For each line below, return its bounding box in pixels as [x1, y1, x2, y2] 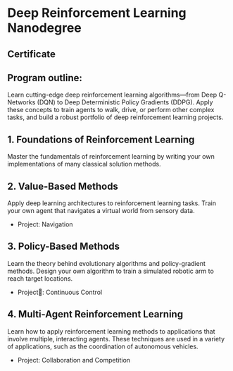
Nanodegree [7, 20, 82, 36]
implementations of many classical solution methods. [7, 160, 161, 169]
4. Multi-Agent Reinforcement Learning [7, 308, 184, 320]
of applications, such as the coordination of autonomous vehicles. [7, 342, 199, 351]
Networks [7, 98, 36, 107]
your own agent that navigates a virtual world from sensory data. [7, 207, 195, 215]
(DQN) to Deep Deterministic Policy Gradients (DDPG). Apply [37, 98, 213, 107]
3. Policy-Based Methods [7, 241, 120, 253]
